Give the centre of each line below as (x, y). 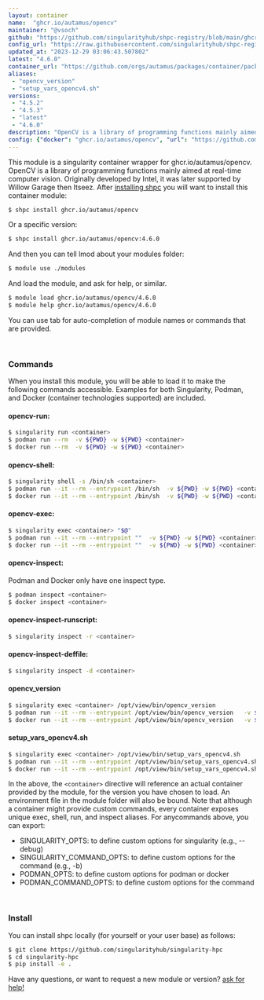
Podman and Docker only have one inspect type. (87, 580)
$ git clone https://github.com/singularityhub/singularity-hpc (115, 950)
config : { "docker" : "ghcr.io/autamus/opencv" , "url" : (98, 139)
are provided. (30, 328)
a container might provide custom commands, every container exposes (123, 809)
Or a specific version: (43, 225)
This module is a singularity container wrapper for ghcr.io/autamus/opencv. (130, 162)
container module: (38, 195)
